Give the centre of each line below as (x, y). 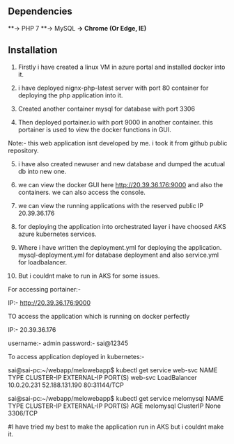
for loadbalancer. (42, 262)
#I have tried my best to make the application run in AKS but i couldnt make (116, 427)
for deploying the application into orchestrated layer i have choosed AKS (122, 226)
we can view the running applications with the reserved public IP (111, 205)
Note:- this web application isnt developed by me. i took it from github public (118, 143)
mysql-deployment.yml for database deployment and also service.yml (118, 255)
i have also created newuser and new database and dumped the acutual (122, 164)
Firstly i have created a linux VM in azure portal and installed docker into (122, 67)
